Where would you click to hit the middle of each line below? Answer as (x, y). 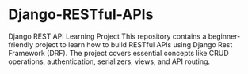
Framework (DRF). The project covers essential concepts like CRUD (119, 53)
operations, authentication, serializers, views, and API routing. (109, 61)
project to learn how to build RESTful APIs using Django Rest (134, 44)
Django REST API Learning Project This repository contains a (107, 36)
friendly (21, 44)
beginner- (224, 36)
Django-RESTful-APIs (81, 15)
